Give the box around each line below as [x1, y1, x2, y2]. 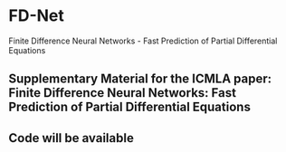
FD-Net [8, 5, 65, 26]
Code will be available [8, 130, 135, 146]
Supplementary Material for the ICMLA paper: [8, 71, 272, 87]
